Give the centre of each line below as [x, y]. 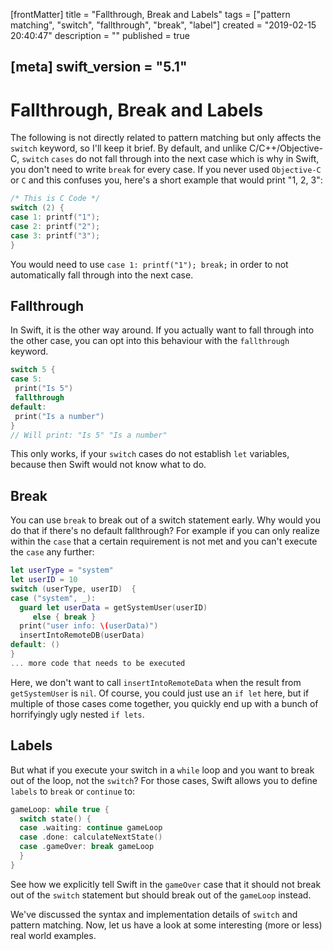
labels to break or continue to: [73, 791]
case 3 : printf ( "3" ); [55, 235]
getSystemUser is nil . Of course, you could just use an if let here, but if [160, 693]
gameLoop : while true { [60, 809]
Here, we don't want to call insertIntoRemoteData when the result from [156, 682]
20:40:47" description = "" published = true [100, 35]
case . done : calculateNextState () [91, 837]
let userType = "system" [62, 570]
